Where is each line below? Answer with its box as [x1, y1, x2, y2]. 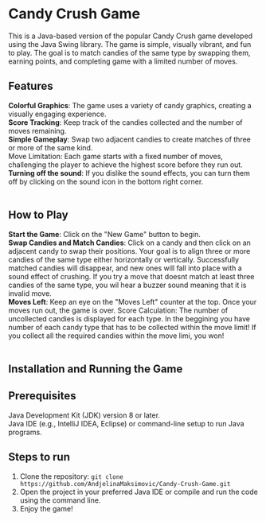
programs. [8, 427, 42, 437]
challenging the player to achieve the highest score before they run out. [8, 160, 243, 169]
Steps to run [8, 450, 70, 464]
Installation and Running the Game [8, 362, 183, 375]
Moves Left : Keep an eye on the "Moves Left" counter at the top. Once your [8, 297, 257, 306]
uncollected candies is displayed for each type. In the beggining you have [8, 313, 251, 323]
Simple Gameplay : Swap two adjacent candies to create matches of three [8, 134, 251, 144]
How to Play [8, 208, 69, 222]
